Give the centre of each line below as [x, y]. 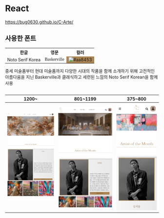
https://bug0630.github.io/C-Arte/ [39, 22]
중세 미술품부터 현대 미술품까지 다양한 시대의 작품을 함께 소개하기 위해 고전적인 [80, 71]
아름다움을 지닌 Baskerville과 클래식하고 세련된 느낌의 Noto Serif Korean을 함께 [82, 77]
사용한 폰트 [21, 39]
